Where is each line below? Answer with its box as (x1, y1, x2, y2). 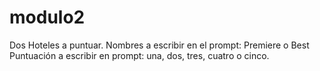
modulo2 (9, 6, 86, 29)
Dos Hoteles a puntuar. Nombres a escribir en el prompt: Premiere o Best (9, 39, 310, 51)
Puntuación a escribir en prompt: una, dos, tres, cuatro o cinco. (9, 49, 270, 61)
